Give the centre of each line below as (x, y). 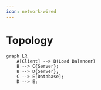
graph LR (17, 56)
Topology (30, 40)
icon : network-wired (31, 11)
